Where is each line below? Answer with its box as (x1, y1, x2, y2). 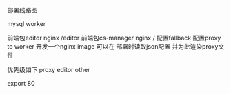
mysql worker (7, 20, 46, 27)
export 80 (7, 80, 35, 87)
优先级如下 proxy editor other (7, 66, 90, 73)
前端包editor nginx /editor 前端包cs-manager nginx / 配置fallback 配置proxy (7, 34, 221, 42)
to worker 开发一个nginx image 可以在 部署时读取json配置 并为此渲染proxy (7, 43, 219, 50)
